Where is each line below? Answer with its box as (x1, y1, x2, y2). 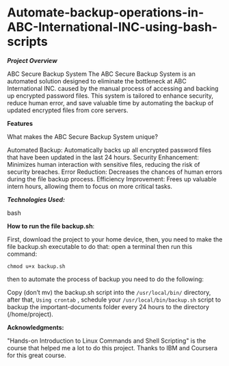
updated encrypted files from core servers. (7, 106, 129, 114)
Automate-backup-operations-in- (7, 5, 204, 21)
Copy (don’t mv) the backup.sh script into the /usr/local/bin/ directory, (7, 288, 211, 296)
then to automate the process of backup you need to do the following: (7, 275, 204, 283)
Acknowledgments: (7, 323, 64, 331)
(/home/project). (7, 310, 53, 318)
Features (7, 119, 33, 127)
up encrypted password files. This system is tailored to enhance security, (7, 91, 214, 100)
